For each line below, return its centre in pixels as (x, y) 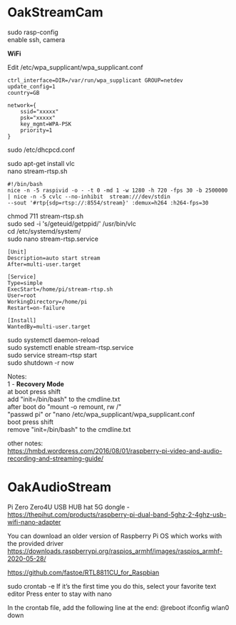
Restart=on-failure (36, 308)
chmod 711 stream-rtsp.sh (46, 216)
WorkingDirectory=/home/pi (47, 301)
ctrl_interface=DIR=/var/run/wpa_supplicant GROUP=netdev (95, 80)
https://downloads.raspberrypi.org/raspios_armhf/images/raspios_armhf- (115, 551)
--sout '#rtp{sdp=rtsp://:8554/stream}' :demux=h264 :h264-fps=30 (108, 203)
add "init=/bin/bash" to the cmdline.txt (64, 399)
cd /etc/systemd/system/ (44, 231)
